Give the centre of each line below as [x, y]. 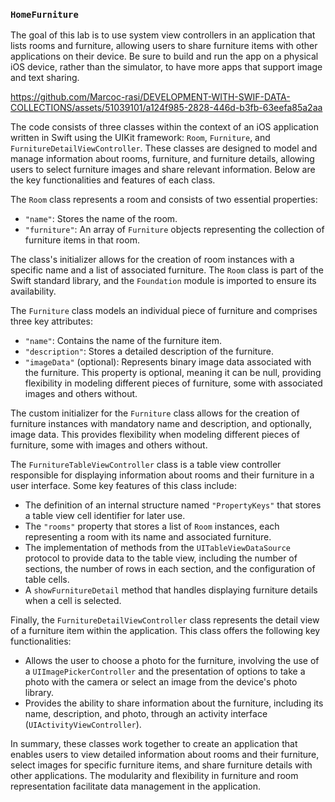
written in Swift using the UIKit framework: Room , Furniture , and [140, 138]
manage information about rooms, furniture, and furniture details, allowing [162, 159]
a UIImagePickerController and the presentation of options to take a [165, 671]
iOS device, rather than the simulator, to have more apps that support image [166, 67]
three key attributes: [51, 321]
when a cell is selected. [73, 601]
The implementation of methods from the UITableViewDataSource [157, 548]
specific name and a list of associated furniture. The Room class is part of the [167, 270]
